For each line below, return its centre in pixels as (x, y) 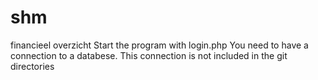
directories (32, 66)
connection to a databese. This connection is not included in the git (149, 55)
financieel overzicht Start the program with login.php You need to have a (159, 45)
